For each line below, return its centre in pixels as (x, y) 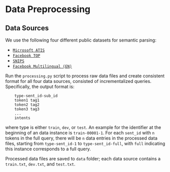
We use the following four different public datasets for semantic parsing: (81, 40)
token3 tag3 (27, 109)
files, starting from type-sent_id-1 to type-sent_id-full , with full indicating (85, 143)
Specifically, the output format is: (40, 87)
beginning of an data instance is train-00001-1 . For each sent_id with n (80, 133)
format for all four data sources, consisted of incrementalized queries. (78, 81)
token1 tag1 (27, 100)
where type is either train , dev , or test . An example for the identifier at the (83, 127)
